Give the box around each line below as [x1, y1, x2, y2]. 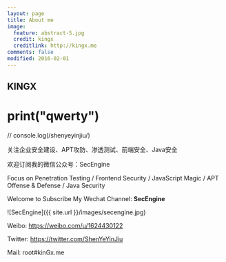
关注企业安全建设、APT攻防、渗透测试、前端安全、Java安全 [7, 146, 178, 154]
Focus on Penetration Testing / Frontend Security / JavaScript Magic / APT [7, 174, 219, 183]
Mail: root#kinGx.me [7, 248, 65, 256]
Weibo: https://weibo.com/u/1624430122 [7, 222, 123, 230]
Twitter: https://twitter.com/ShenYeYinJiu [7, 235, 123, 243]
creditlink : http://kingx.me [13, 42, 97, 49]
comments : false [7, 49, 54, 56]
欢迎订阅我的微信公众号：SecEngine [7, 160, 110, 169]
